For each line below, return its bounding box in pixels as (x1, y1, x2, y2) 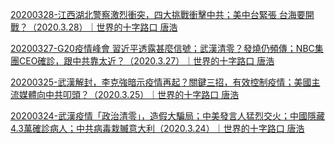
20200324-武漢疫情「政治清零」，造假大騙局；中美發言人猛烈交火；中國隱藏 (10, 110, 326, 122)
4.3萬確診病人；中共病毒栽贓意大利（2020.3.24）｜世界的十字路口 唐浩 (10, 123, 305, 134)
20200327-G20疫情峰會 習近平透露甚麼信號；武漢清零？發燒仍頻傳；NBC (10, 43, 315, 54)
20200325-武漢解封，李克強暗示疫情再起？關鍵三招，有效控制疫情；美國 (10, 76, 312, 88)
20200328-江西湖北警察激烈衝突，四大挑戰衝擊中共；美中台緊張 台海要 (10, 9, 306, 20)
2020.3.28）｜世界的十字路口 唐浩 (36, 21, 178, 33)
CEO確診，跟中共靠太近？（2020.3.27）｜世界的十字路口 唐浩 (18, 55, 275, 67)
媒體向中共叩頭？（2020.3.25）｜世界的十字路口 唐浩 (18, 89, 240, 100)
